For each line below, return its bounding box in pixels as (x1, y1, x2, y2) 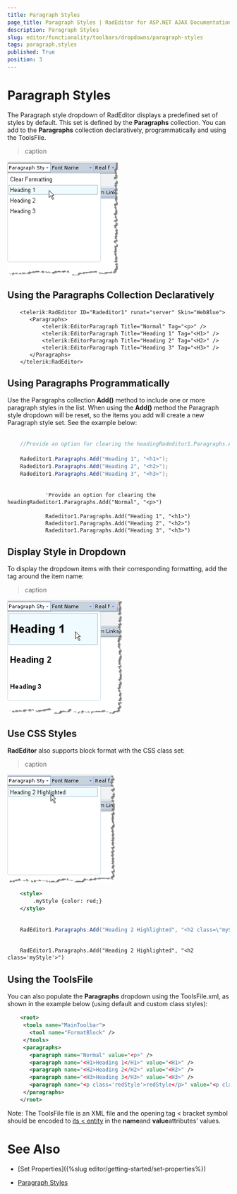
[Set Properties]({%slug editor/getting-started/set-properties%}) (17, 1164, 207, 1173)
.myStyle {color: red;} (32, 897, 102, 905)
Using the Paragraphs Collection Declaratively (7, 289, 215, 302)
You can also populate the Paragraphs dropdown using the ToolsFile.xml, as (7, 992, 229, 1001)
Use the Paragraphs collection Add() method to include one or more (7, 396, 206, 405)
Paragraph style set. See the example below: (7, 419, 138, 427)
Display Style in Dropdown (7, 546, 126, 558)
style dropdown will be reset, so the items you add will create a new (7, 411, 205, 419)
